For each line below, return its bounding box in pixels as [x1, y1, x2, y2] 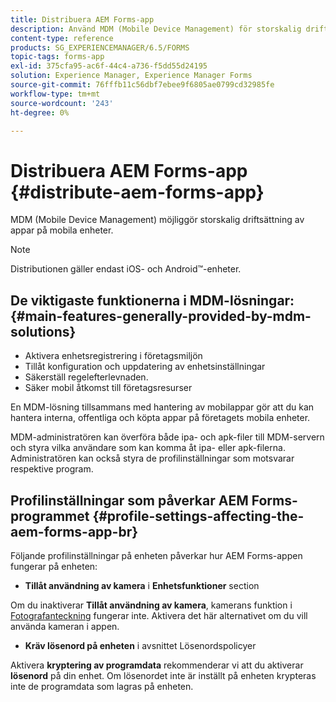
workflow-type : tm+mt [10, 89, 101, 99]
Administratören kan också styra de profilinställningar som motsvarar [10, 452, 295, 465]
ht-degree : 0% [10, 107, 70, 118]
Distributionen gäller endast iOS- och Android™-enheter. [10, 263, 242, 275]
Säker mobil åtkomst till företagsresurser [24, 382, 193, 394]
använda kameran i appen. [10, 620, 120, 632]
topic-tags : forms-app [10, 52, 105, 62]
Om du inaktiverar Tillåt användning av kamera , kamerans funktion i [10, 599, 293, 611]
